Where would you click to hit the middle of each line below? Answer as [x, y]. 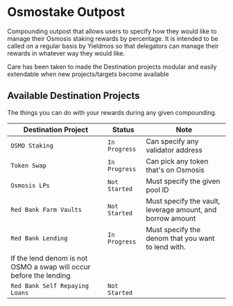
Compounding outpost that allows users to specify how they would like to [112, 31]
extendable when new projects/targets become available [88, 74]
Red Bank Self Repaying [50, 286]
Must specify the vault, [183, 201]
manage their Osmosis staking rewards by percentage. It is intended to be [113, 38]
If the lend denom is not [49, 258]
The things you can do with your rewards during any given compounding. [112, 112]
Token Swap [28, 165]
